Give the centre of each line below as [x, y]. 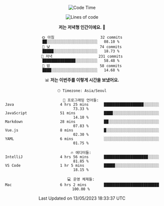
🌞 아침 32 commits [82, 37]
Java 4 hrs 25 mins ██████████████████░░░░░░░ [82, 104]
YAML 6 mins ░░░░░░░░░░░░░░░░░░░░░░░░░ [82, 139]
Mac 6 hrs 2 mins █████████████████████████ [82, 185]
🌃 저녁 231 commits [82, 56]
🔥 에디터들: [81, 153]
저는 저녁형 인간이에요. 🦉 [82, 27]
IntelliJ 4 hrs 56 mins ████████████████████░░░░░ [82, 157]
